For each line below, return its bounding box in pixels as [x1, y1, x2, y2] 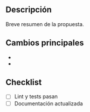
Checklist [5, 77, 42, 88]
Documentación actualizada [14, 99, 83, 107]
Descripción [5, 5, 52, 15]
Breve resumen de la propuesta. [5, 20, 85, 27]
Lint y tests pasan [14, 93, 58, 100]
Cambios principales [5, 38, 84, 48]
